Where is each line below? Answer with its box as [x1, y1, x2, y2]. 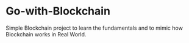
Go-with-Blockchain [5, 4, 111, 18]
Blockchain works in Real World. [5, 30, 87, 38]
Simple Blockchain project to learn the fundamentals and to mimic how [5, 24, 184, 31]
